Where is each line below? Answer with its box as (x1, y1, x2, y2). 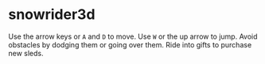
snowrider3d (8, 6, 95, 24)
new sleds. (8, 48, 44, 58)
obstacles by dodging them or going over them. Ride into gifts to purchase (8, 40, 252, 49)
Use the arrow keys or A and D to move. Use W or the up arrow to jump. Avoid (8, 32, 258, 41)
